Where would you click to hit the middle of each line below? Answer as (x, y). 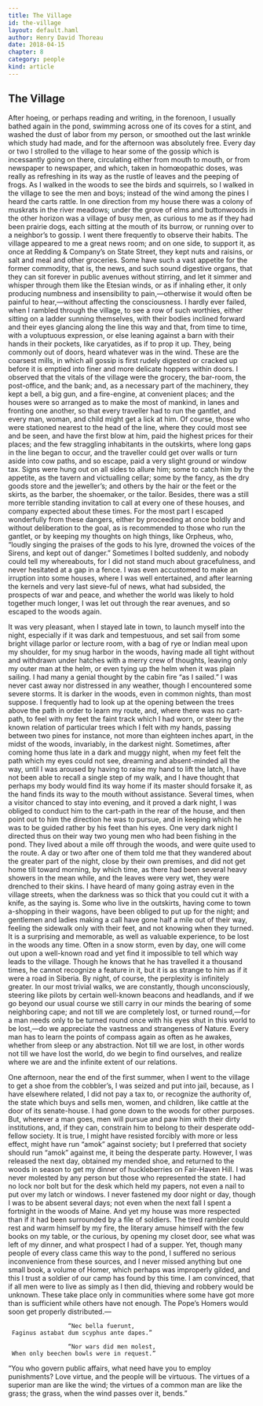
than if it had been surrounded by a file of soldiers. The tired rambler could (129, 1219)
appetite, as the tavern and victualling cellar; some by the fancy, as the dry (129, 477)
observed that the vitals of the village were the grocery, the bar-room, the (127, 377)
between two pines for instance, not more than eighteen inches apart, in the (131, 735)
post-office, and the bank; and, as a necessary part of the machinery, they (128, 385)
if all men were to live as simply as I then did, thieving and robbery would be (131, 1286)
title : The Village (40, 15)
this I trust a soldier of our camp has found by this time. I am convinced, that (131, 1278)
